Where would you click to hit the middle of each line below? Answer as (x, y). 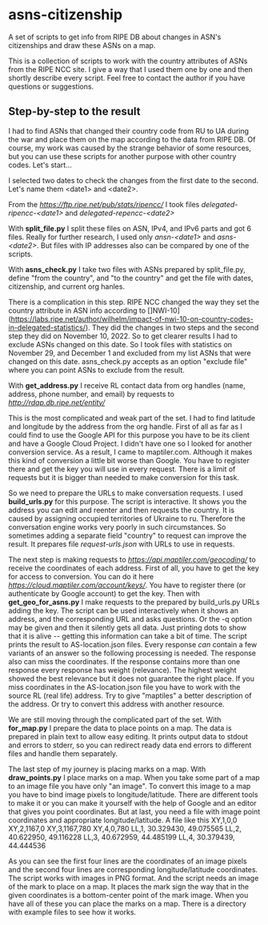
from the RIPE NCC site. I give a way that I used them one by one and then (131, 69)
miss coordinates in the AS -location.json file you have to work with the (124, 687)
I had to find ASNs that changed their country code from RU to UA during (129, 130)
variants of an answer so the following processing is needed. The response (132, 653)
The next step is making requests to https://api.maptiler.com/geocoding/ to (132, 559)
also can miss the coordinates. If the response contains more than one (124, 661)
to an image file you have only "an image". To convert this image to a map (130, 786)
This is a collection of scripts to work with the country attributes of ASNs (128, 61)
